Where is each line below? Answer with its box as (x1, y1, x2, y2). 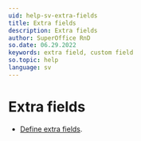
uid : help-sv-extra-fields (8, 11, 98, 20)
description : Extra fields (8, 26, 98, 34)
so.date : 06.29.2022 (8, 41, 77, 49)
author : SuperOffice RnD (8, 33, 91, 42)
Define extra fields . (19, 124, 83, 134)
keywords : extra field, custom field (8, 49, 134, 57)
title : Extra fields (8, 19, 77, 27)
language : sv (8, 64, 52, 72)
